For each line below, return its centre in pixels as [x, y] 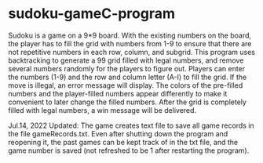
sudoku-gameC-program [91, 14]
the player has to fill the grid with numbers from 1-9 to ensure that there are [130, 43]
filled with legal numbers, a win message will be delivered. [102, 110]
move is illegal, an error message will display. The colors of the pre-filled [126, 85]
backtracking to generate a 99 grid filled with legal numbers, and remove [126, 60]
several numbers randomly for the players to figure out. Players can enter [127, 68]
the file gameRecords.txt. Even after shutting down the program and [118, 133]
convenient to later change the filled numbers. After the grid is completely [128, 102]
